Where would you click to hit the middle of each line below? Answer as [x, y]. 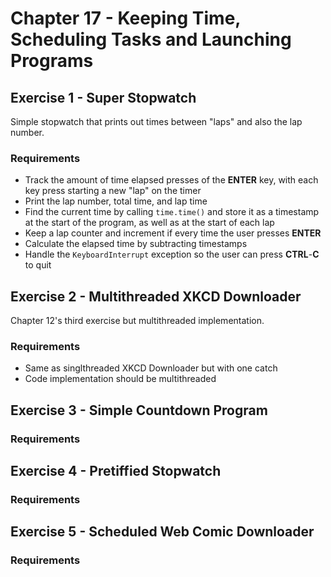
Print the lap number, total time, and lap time [116, 201]
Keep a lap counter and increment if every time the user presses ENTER [173, 233]
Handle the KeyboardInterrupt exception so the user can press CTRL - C [172, 254]
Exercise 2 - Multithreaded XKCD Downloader [156, 296]
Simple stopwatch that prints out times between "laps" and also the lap [156, 121]
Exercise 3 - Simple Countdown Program [139, 410]
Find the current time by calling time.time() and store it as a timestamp [172, 212]
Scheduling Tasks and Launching [151, 39]
